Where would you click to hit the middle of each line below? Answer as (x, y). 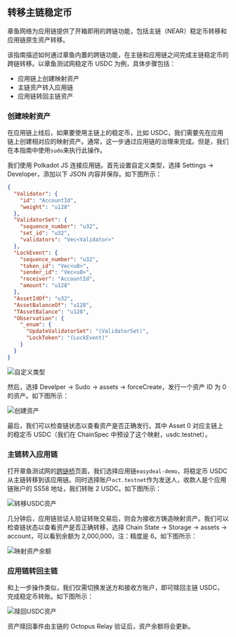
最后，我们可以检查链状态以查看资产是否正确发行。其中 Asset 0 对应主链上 (115, 425)
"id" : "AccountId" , (48, 200)
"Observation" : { (39, 318)
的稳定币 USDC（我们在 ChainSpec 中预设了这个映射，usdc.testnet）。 (110, 434)
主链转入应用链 (33, 454)
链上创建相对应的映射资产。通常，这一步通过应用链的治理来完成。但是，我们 (118, 141)
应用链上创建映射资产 (48, 78)
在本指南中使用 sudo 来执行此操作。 (57, 151)
